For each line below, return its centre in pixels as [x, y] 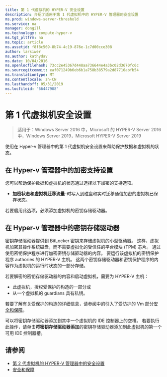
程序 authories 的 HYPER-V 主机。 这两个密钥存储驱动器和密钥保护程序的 [80, 260]
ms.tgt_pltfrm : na [24, 38]
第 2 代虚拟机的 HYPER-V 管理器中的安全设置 [58, 363]
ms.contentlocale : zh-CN [31, 79]
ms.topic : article [24, 42]
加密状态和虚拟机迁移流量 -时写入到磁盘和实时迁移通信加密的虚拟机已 [83, 194]
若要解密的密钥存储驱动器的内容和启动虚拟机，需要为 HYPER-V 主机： [77, 276]
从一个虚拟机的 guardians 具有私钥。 [50, 293]
